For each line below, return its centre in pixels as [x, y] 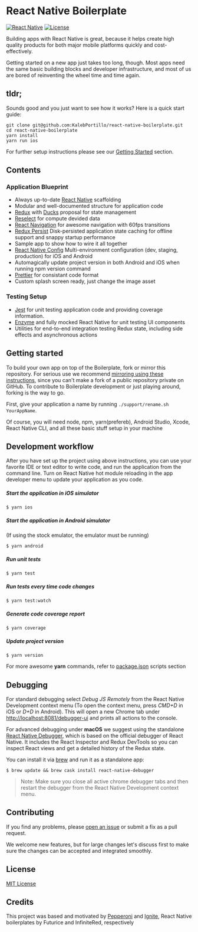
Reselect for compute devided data [57, 219]
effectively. [20, 51]
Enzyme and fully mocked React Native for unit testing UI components [100, 322]
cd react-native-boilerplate [42, 130]
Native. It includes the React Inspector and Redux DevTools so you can [92, 742]
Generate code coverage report [46, 614]
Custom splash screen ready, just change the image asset [85, 281]
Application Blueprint [37, 187]
